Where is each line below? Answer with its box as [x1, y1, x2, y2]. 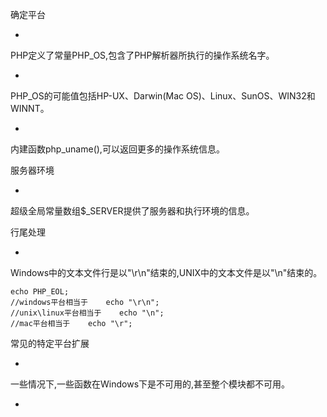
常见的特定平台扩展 [10, 338, 90, 349]
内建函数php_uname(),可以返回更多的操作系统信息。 [10, 143, 225, 155]
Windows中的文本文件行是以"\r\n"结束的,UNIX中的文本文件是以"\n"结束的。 [10, 267, 323, 278]
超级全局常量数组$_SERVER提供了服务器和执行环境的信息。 [10, 205, 255, 217]
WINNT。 [10, 103, 50, 114]
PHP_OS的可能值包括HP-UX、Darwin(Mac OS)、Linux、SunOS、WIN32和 [10, 90, 316, 102]
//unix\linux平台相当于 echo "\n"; [10, 308, 165, 318]
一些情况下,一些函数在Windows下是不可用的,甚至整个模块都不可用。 [10, 378, 291, 390]
